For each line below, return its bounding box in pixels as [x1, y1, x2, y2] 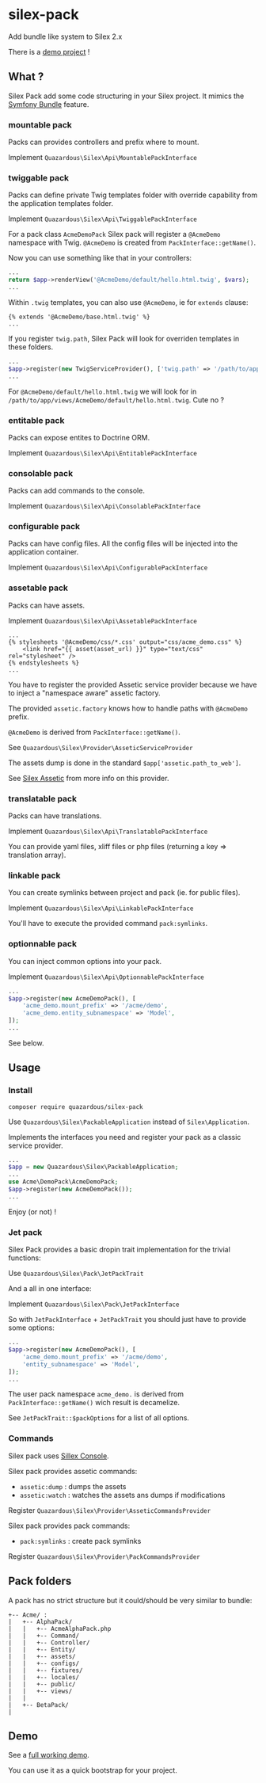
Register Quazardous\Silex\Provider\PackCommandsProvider [8, 1551, 200, 1561]
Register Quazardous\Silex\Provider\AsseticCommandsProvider [8, 1505, 211, 1514]
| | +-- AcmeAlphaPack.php [8, 1625, 112, 1633]
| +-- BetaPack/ [8, 1701, 69, 1709]
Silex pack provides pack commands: [8, 1521, 131, 1530]
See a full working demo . [8, 1751, 89, 1760]
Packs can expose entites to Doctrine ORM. [8, 432, 150, 442]
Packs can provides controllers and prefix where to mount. [8, 137, 199, 147]
